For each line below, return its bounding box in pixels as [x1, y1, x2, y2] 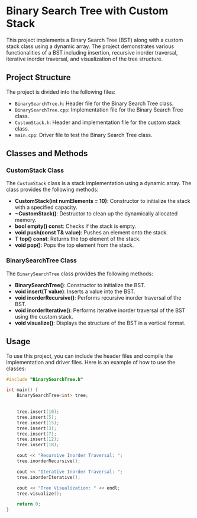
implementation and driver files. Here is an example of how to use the [6, 358, 176, 366]
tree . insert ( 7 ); [17, 431, 57, 437]
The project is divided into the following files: [6, 88, 116, 96]
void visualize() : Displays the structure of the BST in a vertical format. [14, 319, 186, 326]
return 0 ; [17, 501, 41, 507]
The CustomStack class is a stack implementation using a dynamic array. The [6, 180, 192, 187]
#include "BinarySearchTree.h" [6, 376, 83, 382]
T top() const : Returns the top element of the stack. [14, 236, 141, 243]
